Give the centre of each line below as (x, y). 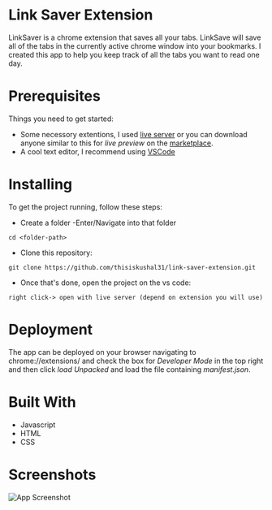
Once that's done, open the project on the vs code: (106, 283)
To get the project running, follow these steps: (85, 207)
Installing (41, 185)
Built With (42, 402)
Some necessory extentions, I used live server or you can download (134, 134)
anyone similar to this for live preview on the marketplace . (117, 143)
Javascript (38, 425)
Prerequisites (55, 96)
